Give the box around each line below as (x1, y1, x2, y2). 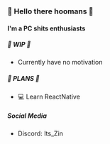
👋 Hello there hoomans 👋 (7, 6, 94, 16)
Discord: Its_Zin (17, 129, 64, 138)
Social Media (7, 111, 48, 120)
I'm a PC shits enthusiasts (7, 24, 86, 33)
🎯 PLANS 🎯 (7, 74, 40, 83)
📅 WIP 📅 (7, 40, 31, 49)
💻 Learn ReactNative (17, 92, 80, 101)
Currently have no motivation (17, 58, 103, 67)
